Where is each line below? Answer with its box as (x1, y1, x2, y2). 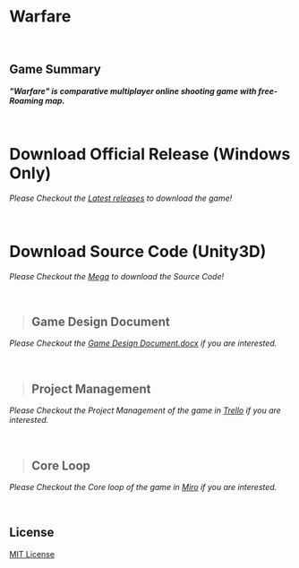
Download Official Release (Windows (9, 143, 291, 164)
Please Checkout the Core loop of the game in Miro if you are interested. (9, 482, 278, 493)
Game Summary (9, 62, 101, 77)
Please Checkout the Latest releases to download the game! (9, 193, 233, 203)
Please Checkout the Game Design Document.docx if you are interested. (9, 338, 278, 349)
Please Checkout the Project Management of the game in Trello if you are (9, 405, 282, 416)
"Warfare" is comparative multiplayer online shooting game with (9, 85, 257, 96)
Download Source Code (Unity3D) (9, 241, 267, 262)
